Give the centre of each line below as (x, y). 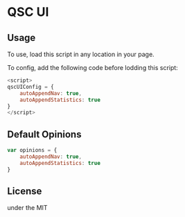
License (25, 191)
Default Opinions (44, 134)
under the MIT (27, 208)
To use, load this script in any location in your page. (81, 54)
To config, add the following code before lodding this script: (92, 68)
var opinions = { (32, 150)
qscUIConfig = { (30, 87)
